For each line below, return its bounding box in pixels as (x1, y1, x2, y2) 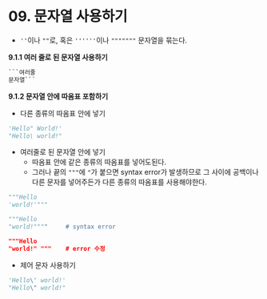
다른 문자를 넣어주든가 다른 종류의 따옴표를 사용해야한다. (31, 177, 208, 187)
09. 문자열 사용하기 (8, 7, 128, 26)
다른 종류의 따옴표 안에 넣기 (19, 108, 106, 118)
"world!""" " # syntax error (8, 223, 116, 231)
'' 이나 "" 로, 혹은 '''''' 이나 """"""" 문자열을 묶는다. (19, 35, 188, 45)
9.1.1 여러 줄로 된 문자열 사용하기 (8, 52, 108, 62)
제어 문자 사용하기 (19, 260, 76, 269)
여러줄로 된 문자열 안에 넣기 (19, 147, 106, 157)
